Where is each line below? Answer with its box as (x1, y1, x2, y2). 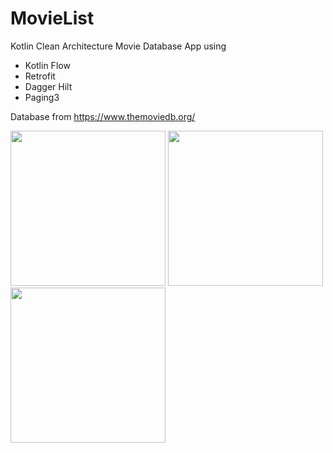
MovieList (10, 7, 95, 30)
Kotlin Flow (24, 59, 71, 71)
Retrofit (24, 70, 56, 82)
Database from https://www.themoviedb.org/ (10, 110, 196, 122)
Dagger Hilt (24, 80, 73, 92)
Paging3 (24, 91, 60, 103)
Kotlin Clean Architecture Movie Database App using (10, 40, 227, 52)
